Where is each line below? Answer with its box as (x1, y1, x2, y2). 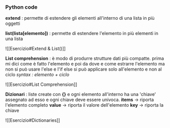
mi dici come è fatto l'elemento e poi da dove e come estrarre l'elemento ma (5, 61, 165, 67)
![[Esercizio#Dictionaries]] (5, 117, 60, 123)
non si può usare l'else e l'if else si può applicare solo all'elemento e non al (5, 66, 162, 72)
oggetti (5, 20, 20, 26)
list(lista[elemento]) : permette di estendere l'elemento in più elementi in (5, 30, 159, 37)
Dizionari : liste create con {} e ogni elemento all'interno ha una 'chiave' (5, 91, 156, 98)
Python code (5, 4, 38, 11)
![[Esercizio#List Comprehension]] (5, 81, 77, 87)
